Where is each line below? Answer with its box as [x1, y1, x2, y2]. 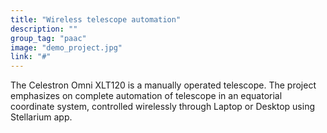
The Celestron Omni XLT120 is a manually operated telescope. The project [10, 79, 317, 91]
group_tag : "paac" [10, 33, 87, 43]
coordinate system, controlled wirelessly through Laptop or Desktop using [10, 101, 315, 113]
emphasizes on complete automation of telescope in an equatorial [10, 90, 283, 102]
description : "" [10, 24, 78, 34]
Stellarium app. [10, 111, 73, 123]
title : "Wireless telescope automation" [10, 14, 182, 25]
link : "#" [10, 52, 52, 62]
